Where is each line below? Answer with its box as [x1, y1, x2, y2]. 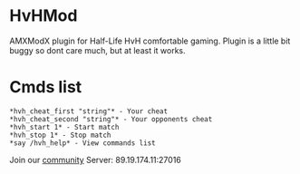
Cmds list [9, 77, 82, 98]
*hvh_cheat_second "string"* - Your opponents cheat [9, 114, 213, 123]
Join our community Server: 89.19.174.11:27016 [9, 154, 181, 165]
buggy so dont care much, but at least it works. [9, 44, 186, 55]
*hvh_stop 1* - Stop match [9, 130, 111, 140]
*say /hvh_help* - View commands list [9, 138, 156, 148]
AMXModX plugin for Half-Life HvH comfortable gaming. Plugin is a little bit [9, 35, 291, 46]
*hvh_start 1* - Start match [9, 122, 120, 131]
